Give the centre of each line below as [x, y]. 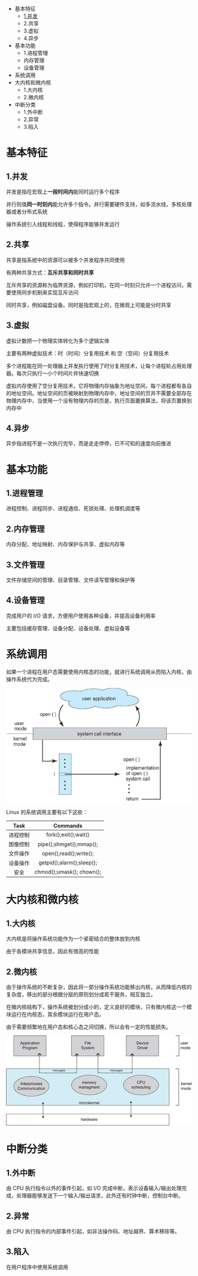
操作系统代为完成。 [29, 679]
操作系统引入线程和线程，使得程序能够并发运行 [63, 224]
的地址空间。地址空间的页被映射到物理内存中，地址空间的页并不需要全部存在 [99, 393]
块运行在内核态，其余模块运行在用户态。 [55, 1014]
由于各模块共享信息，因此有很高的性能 [52, 951]
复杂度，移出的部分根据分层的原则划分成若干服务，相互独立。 [81, 994]
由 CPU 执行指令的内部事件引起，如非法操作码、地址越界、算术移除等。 [93, 1231]
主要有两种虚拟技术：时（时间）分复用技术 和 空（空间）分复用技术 [88, 353]
